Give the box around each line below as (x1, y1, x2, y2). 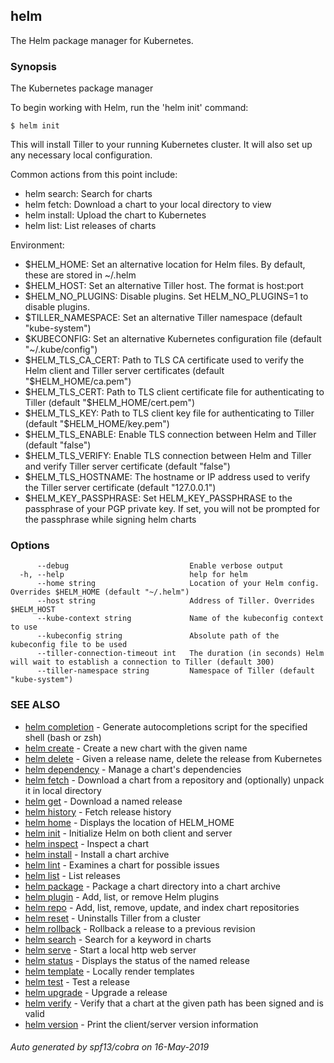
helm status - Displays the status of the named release (24, 954, 250, 966)
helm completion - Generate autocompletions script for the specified (24, 720, 308, 733)
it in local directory (24, 784, 102, 796)
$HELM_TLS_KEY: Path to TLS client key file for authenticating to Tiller (24, 407, 315, 419)
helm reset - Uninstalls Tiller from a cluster (24, 912, 201, 924)
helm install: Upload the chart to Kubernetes (24, 209, 207, 221)
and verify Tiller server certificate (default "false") (24, 460, 231, 473)
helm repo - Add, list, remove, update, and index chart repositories (24, 901, 300, 913)
